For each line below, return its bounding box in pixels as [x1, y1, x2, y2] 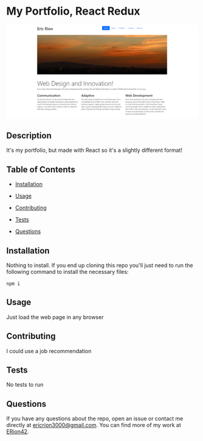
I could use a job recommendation [6, 347, 92, 354]
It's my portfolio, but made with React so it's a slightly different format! [6, 146, 183, 154]
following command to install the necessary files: [6, 268, 129, 275]
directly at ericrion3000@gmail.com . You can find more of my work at [6, 421, 181, 429]
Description [6, 130, 52, 141]
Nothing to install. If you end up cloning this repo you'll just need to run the [6, 261, 193, 269]
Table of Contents [6, 164, 76, 174]
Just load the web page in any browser [6, 313, 104, 321]
